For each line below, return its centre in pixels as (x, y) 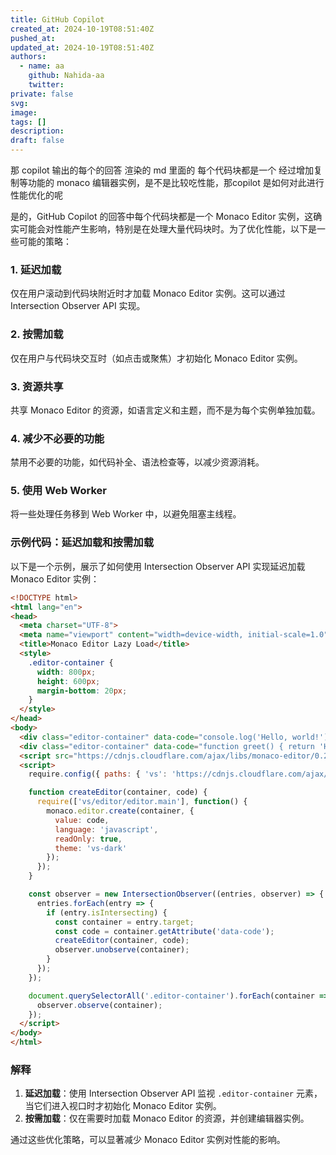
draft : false (37, 141)
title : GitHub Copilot (57, 19)
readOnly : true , (88, 839)
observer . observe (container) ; (99, 1005)
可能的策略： (45, 241)
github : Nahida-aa (66, 76)
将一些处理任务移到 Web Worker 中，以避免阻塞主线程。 (126, 514)
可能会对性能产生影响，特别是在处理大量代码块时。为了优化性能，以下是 (167, 229)
